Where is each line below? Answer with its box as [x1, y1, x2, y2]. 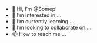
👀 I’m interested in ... [11, 12, 62, 19]
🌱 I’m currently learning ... [11, 18, 75, 24]
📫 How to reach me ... [11, 31, 66, 37]
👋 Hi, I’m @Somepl [11, 6, 57, 12]
